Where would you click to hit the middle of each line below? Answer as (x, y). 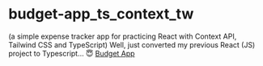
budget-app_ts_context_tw (101, 14)
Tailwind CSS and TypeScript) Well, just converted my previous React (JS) (132, 44)
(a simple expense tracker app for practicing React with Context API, (123, 36)
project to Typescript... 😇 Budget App (72, 53)
